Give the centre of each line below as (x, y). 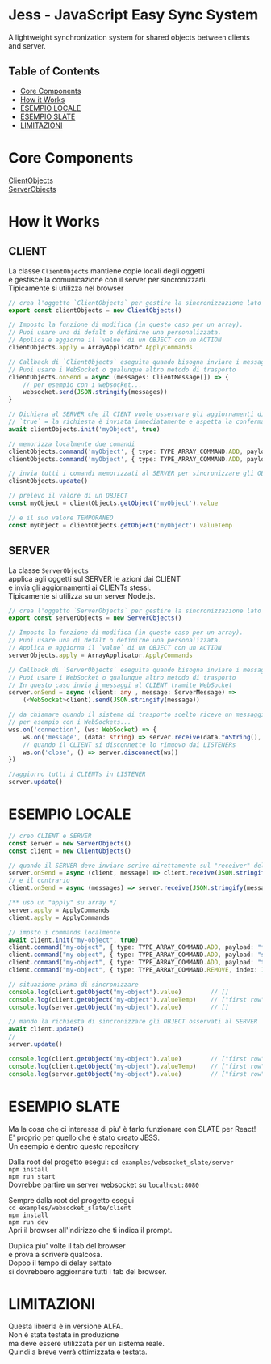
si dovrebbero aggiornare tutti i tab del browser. (88, 1271)
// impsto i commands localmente (65, 932)
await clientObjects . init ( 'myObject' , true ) (84, 429)
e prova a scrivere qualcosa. (56, 1254)
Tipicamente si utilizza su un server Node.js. (82, 595)
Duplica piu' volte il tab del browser (67, 1245)
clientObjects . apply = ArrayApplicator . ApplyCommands (101, 348)
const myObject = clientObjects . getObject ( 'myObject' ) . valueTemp (120, 525)
